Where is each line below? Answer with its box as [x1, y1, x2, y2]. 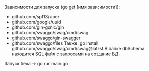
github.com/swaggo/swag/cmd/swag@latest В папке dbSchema [11, 46, 145, 51]
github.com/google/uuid [11, 19, 61, 25]
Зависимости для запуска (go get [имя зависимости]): [4, 4, 120, 10]
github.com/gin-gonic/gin [11, 24, 64, 30]
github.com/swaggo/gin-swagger [11, 35, 81, 41]
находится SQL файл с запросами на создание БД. [11, 51, 120, 57]
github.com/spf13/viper [11, 14, 60, 19]
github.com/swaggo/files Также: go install [11, 40, 99, 46]
